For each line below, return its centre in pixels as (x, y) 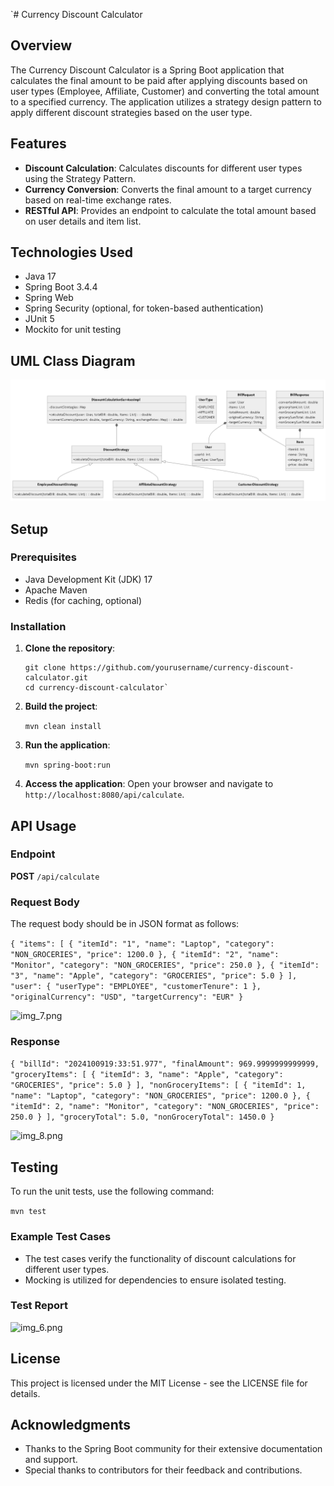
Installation (38, 626)
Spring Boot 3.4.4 (61, 287)
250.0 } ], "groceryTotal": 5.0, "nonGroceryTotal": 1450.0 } (142, 1117)
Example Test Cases (61, 1237)
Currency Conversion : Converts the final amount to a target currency (168, 189)
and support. (51, 1460)
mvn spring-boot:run (67, 765)
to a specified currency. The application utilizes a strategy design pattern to (166, 101)
